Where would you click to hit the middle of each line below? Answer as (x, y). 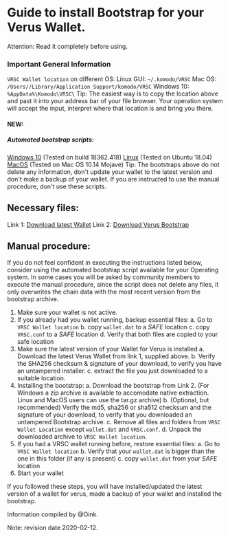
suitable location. (41, 378)
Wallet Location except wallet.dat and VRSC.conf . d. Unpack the (109, 429)
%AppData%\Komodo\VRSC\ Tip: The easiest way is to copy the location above (113, 94)
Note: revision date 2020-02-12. (53, 528)
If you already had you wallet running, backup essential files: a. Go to (115, 320)
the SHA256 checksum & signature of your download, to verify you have (119, 364)
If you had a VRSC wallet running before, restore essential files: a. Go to (118, 444)
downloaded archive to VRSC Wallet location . (82, 437)
